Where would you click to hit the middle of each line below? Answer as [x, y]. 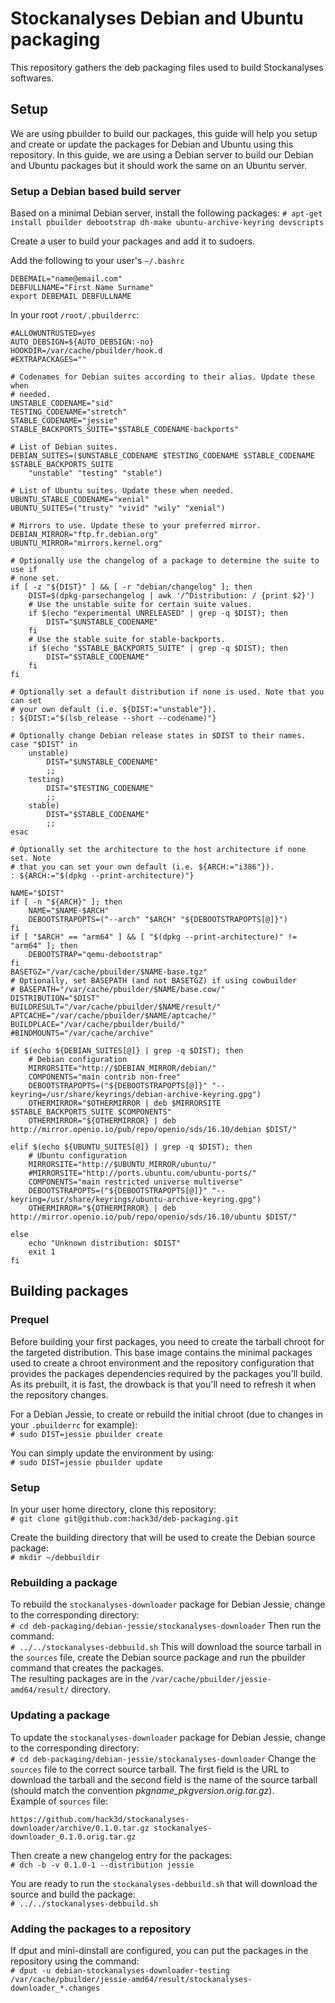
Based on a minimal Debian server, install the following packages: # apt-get [166, 213]
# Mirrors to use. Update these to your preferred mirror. [136, 526]
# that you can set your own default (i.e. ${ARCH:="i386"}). [142, 867]
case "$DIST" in [44, 745]
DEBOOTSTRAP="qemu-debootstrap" [95, 955]
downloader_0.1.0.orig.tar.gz [73, 1837]
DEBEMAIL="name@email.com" [66, 279]
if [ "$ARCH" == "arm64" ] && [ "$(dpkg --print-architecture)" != [154, 937]
